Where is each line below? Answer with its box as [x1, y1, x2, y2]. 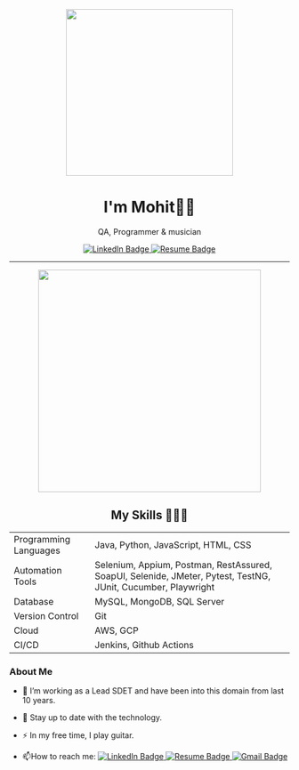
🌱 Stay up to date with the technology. [21, 712, 163, 723]
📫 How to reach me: [21, 751, 96, 762]
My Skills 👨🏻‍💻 [110, 508, 189, 523]
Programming [13, 533, 71, 545]
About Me [9, 665, 53, 678]
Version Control [13, 609, 79, 622]
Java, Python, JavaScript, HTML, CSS [94, 538, 252, 550]
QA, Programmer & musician [97, 226, 202, 237]
